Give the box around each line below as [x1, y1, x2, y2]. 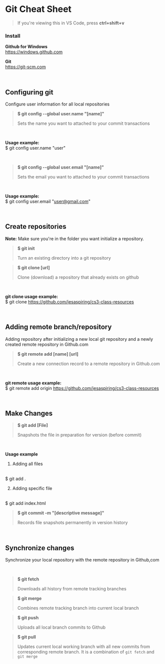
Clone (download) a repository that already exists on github [17, 274, 139, 280]
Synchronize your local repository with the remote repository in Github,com [5, 557, 160, 563]
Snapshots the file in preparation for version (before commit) [17, 432, 142, 438]
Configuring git [5, 88, 54, 96]
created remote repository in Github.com [5, 341, 88, 347]
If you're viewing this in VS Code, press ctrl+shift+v [17, 20, 125, 26]
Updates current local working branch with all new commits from [17, 644, 150, 650]
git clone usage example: [5, 293, 58, 299]
